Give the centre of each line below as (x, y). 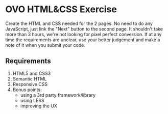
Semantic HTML (30, 79)
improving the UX (39, 106)
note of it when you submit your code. (45, 45)
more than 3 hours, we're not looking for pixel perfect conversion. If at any (83, 34)
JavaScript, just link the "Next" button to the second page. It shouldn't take (84, 28)
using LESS (32, 100)
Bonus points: (27, 90)
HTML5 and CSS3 (32, 73)
